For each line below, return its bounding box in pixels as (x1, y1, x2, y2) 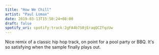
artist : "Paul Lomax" (5, 12, 50, 17)
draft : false (5, 21, 32, 26)
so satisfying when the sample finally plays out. (5, 44, 101, 50)
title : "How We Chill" (5, 7, 52, 12)
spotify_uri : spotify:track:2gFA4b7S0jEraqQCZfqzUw (5, 26, 113, 30)
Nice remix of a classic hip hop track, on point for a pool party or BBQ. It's (5, 39, 155, 45)
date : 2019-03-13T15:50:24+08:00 (5, 16, 74, 21)
